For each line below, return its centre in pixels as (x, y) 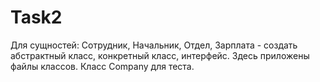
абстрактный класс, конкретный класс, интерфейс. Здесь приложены (160, 55)
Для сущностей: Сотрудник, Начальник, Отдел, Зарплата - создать (154, 45)
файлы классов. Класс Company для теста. (102, 66)
